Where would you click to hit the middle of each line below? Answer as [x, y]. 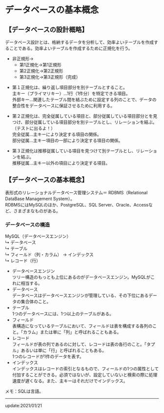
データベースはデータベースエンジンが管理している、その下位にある [80, 295]
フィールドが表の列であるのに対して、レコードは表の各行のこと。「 [79, 344]
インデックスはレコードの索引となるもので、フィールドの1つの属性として [85, 369]
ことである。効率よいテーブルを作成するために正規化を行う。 [71, 48]
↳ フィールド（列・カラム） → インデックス [49, 255]
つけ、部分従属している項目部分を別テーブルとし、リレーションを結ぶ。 [84, 122]
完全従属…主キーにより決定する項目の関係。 [57, 134]
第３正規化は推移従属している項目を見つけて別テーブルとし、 [74, 151]
